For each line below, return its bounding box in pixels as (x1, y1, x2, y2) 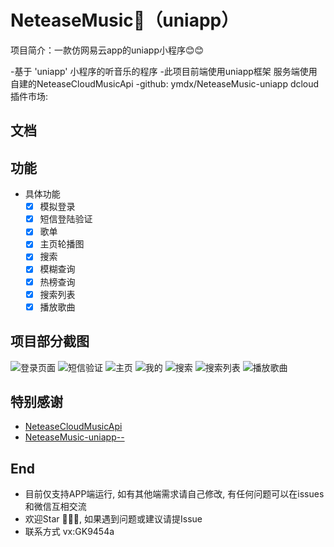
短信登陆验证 (39, 213, 93, 225)
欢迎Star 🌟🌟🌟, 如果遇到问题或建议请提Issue (24, 513, 203, 525)
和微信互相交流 (24, 501, 87, 513)
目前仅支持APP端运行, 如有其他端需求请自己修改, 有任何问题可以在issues (24, 488, 325, 500)
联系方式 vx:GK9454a (24, 526, 115, 538)
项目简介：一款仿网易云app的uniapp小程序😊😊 (10, 44, 205, 56)
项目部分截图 (10, 333, 90, 350)
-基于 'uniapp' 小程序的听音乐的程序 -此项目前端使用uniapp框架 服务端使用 (10, 65, 318, 77)
